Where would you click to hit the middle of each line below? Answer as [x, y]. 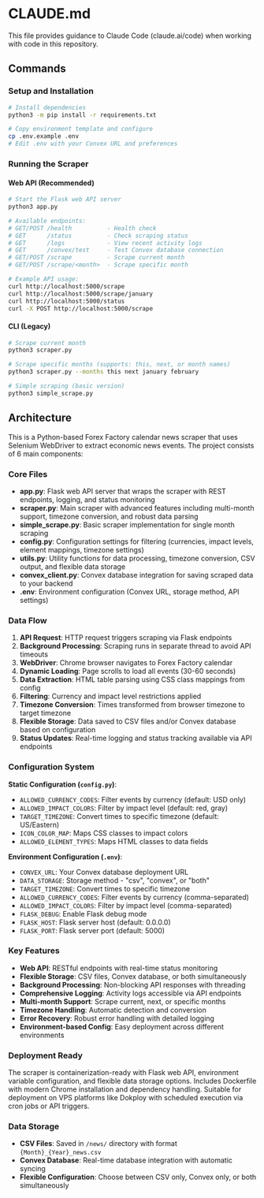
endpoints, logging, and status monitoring [87, 499]
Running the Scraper [48, 164]
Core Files [28, 474]
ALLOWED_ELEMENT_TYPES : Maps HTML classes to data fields [114, 841]
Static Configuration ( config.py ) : [62, 784]
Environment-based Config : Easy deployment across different [122, 1026]
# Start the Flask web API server [65, 199]
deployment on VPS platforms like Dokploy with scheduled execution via [126, 1098]
